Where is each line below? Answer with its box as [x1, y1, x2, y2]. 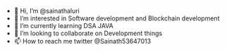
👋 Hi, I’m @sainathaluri [13, 7, 80, 15]
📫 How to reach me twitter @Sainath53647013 [13, 37, 152, 45]
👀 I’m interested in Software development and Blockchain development [13, 14, 220, 22]
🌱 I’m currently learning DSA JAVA [13, 22, 114, 30]
